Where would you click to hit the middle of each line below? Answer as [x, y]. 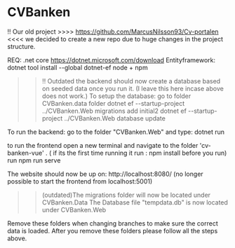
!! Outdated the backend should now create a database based [131, 81]
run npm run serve [34, 160]
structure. [21, 46]
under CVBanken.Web [74, 209]
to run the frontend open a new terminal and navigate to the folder [103, 145]
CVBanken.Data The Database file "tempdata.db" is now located [135, 202]
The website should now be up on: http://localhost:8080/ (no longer [105, 174]
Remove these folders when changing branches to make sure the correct [113, 223]
